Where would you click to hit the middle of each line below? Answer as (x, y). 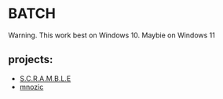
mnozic (31, 87)
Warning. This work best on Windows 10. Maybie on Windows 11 (112, 35)
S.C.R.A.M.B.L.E (45, 78)
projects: (31, 60)
